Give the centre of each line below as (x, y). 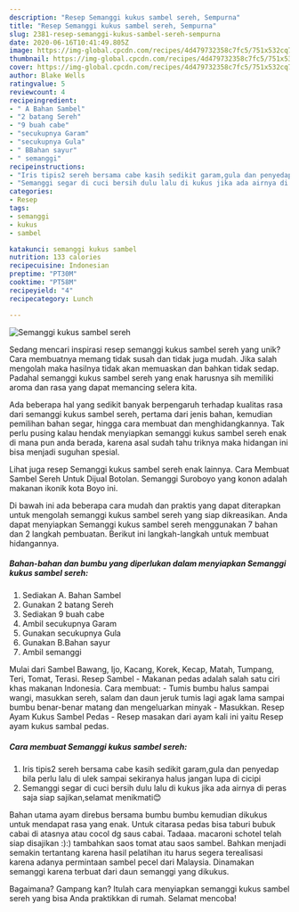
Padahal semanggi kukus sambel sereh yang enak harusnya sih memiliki (141, 378)
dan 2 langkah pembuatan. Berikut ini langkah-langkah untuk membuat (139, 534)
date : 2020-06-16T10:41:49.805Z (69, 42)
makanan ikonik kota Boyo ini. (64, 488)
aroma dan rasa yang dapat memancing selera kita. (103, 387)
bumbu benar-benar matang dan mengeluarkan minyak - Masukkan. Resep (147, 707)
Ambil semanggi (52, 653)
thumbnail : (29, 59)
